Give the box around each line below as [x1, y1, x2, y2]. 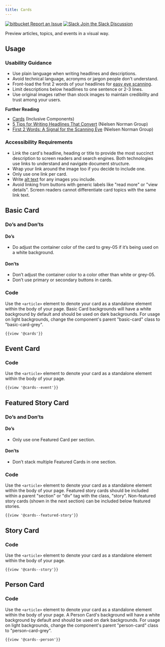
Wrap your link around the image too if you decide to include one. [12, 166, 146, 172]
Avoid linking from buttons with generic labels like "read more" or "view [12, 181, 158, 188]
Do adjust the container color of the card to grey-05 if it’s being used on [12, 244, 159, 250]
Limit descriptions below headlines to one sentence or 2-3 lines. [12, 86, 143, 92]
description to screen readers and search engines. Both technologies [12, 155, 153, 161]
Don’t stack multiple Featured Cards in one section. [12, 459, 117, 465]
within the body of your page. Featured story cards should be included [5, 488, 149, 494]
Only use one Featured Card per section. [12, 436, 95, 442]
